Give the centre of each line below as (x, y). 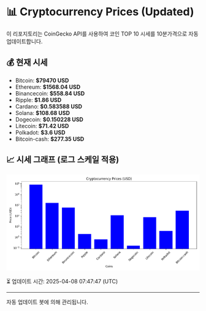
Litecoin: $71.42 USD (42, 126)
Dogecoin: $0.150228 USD (49, 119)
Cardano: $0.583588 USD (49, 106)
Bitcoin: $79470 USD (42, 80)
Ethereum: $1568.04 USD (48, 87)
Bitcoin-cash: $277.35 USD (50, 139)
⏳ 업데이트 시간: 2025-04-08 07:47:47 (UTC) (62, 281)
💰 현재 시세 (27, 63)
